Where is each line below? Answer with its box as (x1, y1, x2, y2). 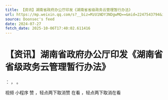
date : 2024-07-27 (5, 21, 41, 26)
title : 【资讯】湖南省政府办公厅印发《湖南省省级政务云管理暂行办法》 (5, 7, 132, 12)
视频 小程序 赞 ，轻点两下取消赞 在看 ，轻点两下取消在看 (5, 89, 121, 95)
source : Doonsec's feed (5, 16, 55, 21)
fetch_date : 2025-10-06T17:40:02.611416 (5, 26, 91, 31)
